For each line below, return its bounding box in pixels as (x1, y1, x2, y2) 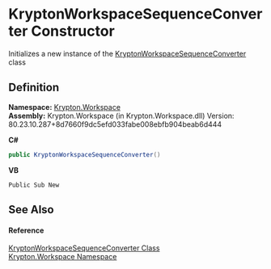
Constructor (31, 22, 115, 40)
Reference (8, 225, 44, 235)
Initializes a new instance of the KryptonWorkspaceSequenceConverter (8, 48, 247, 58)
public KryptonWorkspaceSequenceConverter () (8, 150, 161, 158)
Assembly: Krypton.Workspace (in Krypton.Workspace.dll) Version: (8, 111, 235, 120)
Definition (8, 81, 59, 95)
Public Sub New (8, 181, 60, 189)
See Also (8, 203, 54, 216)
